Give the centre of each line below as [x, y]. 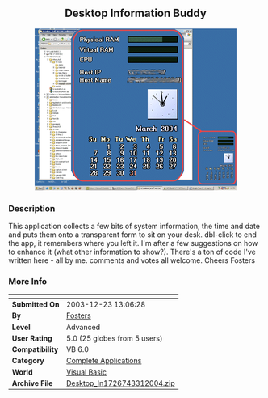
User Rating [32, 338]
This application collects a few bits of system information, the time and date [134, 227]
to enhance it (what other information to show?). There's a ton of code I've [132, 252]
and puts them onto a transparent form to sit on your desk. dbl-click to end [132, 235]
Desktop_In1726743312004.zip [120, 383]
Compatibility [35, 349]
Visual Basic [86, 372]
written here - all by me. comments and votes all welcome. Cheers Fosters [132, 260]
